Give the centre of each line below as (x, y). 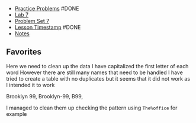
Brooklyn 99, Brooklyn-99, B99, (45, 96)
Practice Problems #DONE (47, 9)
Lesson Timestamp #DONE (48, 27)
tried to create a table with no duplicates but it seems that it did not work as (98, 78)
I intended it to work (30, 85)
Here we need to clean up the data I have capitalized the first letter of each (97, 66)
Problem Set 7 (32, 21)
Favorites (24, 52)
